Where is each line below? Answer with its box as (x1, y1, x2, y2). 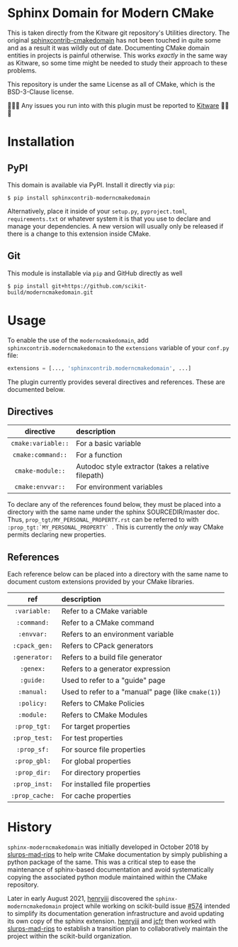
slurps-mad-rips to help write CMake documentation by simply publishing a (7, 850, 228, 859)
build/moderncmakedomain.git (7, 289, 93, 296)
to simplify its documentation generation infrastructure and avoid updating (7, 909, 225, 918)
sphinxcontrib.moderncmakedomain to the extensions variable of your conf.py (7, 343, 229, 352)
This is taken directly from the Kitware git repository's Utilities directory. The (7, 28, 230, 37)
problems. (7, 66, 37, 75)
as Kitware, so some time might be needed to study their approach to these (7, 58, 228, 67)
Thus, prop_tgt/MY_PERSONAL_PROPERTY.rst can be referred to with (7, 515, 199, 524)
